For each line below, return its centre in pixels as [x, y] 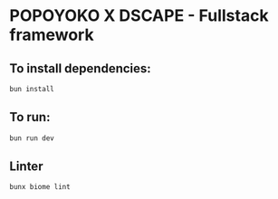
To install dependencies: [80, 68]
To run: [30, 117]
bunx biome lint [40, 187]
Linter [26, 166]
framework [52, 35]
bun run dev [32, 138]
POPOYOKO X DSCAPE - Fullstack [139, 16]
